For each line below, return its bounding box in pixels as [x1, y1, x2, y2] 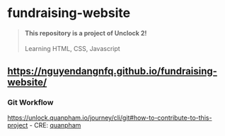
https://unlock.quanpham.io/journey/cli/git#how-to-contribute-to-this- [7, 113, 212, 122]
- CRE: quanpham [29, 121, 81, 130]
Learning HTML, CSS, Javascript [24, 45, 120, 53]
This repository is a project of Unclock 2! [24, 28, 147, 37]
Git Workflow [7, 97, 54, 107]
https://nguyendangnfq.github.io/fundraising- [7, 65, 218, 77]
